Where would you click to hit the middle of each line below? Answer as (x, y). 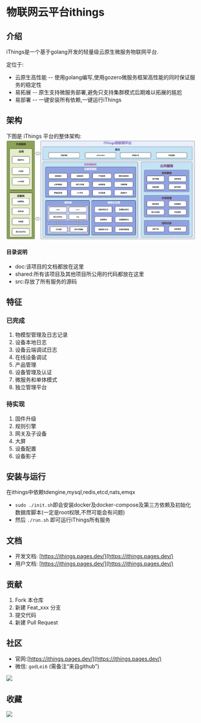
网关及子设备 (31, 433)
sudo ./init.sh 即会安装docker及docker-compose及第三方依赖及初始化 (103, 505)
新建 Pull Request (36, 622)
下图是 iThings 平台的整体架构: (44, 136)
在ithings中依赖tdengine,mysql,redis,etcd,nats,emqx (71, 492)
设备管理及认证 (33, 372)
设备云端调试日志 (36, 350)
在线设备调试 (31, 357)
